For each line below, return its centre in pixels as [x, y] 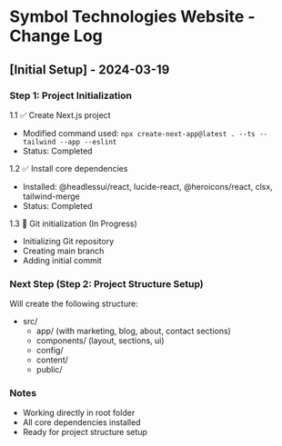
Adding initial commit [62, 260]
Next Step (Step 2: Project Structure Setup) [106, 283]
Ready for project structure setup [85, 432]
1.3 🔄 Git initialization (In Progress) [74, 223]
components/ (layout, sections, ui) [101, 341]
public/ [49, 370]
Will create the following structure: [74, 304]
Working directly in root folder [79, 413]
